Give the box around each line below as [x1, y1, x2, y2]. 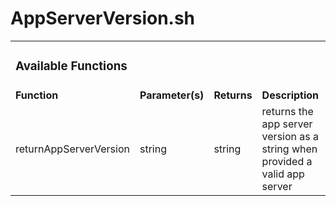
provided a [261, 154, 313, 168]
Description [261, 88, 320, 102]
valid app [261, 167, 305, 181]
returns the [261, 104, 314, 118]
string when [261, 142, 318, 156]
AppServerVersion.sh [10, 7, 196, 30]
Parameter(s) [139, 88, 205, 102]
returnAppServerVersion [15, 142, 130, 156]
